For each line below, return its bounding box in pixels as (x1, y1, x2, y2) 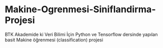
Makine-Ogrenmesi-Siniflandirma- (5, 4, 156, 15)
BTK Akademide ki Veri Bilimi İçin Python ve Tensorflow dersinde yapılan (5, 31, 158, 37)
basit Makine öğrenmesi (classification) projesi (5, 37, 104, 43)
